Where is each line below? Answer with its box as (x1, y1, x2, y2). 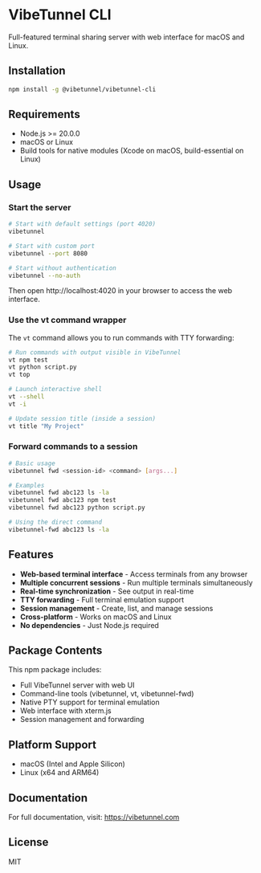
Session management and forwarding (19, 715, 145, 724)
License (8, 835, 49, 849)
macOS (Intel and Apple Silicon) (19, 759, 126, 769)
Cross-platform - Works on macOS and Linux (19, 612, 172, 622)
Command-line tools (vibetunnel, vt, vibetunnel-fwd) (19, 689, 194, 699)
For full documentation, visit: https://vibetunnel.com (8, 813, 180, 822)
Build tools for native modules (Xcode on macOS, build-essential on (19, 146, 244, 156)
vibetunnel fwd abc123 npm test (8, 496, 116, 504)
